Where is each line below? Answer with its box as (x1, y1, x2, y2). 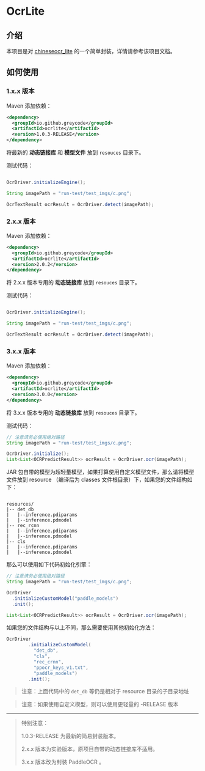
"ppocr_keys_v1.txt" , (33, 665, 88, 671)
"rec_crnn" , (33, 658, 64, 665)
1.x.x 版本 (6, 87, 35, 95)
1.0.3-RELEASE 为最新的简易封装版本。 (21, 732, 120, 740)
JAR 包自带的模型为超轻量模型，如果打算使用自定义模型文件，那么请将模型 (6, 468, 195, 476)
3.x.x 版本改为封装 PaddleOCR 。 (21, 758, 105, 765)
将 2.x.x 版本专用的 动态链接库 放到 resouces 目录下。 (6, 279, 140, 286)
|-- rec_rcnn (6, 523, 40, 529)
